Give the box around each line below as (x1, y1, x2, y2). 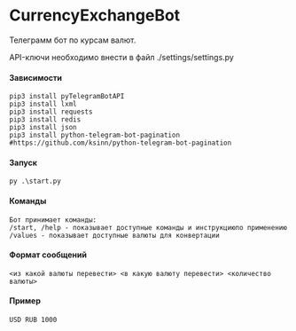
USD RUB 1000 (9, 315, 58, 324)
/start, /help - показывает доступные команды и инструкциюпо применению (9, 223, 288, 232)
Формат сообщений (9, 249, 87, 260)
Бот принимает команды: (9, 215, 97, 225)
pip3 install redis (9, 115, 82, 124)
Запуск (9, 157, 38, 168)
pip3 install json (9, 123, 77, 132)
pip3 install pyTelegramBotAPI (9, 92, 125, 101)
